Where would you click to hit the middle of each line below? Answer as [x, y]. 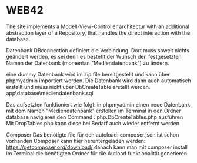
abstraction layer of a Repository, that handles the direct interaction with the [98, 32]
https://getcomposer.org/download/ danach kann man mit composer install [97, 147]
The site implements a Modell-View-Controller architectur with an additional [98, 26]
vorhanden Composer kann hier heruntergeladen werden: [76, 141]
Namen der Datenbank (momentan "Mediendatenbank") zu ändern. [88, 63]
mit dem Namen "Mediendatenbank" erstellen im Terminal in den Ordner [94, 111]
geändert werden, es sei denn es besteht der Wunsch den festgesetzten [94, 56]
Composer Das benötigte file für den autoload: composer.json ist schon [93, 134]
